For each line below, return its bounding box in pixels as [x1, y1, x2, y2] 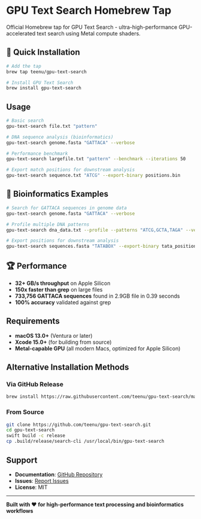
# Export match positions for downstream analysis [6, 167, 135, 173]
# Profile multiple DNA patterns [6, 221, 90, 227]
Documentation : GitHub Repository [14, 470, 103, 478]
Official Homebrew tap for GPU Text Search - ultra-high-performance [6, 23, 178, 31]
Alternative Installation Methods [6, 362, 130, 373]
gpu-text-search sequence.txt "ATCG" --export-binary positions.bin [6, 172, 181, 179]
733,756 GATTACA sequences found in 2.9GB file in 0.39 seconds [14, 292, 181, 299]
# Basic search [6, 118, 44, 124]
